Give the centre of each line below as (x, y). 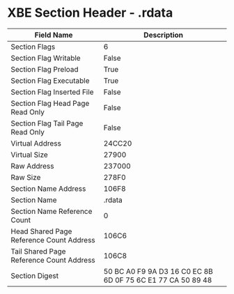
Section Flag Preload (45, 69)
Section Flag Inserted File (52, 92)
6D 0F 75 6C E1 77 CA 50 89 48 (158, 280)
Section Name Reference (52, 211)
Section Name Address (48, 188)
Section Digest (35, 275)
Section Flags (33, 47)
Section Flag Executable (50, 80)
